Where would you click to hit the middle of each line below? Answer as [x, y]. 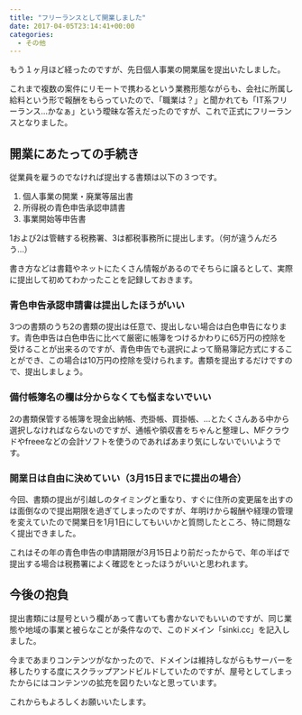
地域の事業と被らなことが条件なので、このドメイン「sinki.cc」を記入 [153, 629]
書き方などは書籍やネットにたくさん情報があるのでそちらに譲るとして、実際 [151, 269]
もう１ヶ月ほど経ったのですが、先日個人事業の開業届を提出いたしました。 [147, 69]
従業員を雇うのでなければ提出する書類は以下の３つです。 [116, 178]
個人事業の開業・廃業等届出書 [78, 197]
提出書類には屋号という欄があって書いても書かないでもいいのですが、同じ [147, 618]
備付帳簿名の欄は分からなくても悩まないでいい [110, 398]
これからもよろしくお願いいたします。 [80, 701]
